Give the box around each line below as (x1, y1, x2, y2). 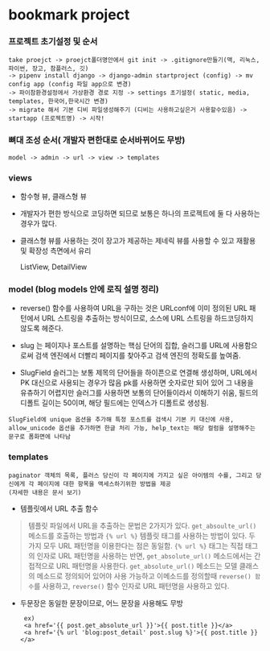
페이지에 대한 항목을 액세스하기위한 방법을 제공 (37, 479, 171, 488)
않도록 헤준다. (19, 324, 64, 334)
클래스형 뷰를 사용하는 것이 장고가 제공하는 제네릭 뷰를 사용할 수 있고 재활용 (19, 236, 256, 246)
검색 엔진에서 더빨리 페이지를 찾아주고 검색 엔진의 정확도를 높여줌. (35, 350, 241, 360)
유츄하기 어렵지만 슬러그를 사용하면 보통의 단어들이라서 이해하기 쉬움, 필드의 (19, 388, 259, 398)
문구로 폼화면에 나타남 (8, 433, 71, 441)
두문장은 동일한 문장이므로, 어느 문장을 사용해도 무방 (19, 598, 183, 607)
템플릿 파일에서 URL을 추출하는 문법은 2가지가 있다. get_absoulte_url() (27, 520, 257, 530)
